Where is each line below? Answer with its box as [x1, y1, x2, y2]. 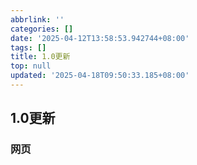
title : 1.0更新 [10, 52, 71, 62]
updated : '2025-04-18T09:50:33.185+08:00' [10, 71, 190, 81]
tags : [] [10, 42, 47, 53]
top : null [10, 61, 52, 71]
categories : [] [10, 24, 74, 34]
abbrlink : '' [10, 14, 65, 25]
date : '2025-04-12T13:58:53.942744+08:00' [10, 33, 190, 43]
